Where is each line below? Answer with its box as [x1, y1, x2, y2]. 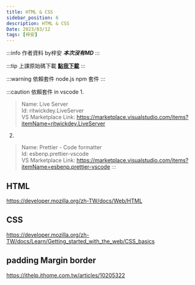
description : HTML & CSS [6, 20, 70, 26]
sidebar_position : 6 [6, 15, 59, 21]
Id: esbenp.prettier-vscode [21, 150, 89, 158]
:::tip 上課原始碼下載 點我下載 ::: [6, 62, 86, 70]
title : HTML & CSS [6, 9, 53, 15]
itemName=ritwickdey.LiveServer [21, 120, 106, 127]
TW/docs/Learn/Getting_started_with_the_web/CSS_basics [6, 237, 155, 245]
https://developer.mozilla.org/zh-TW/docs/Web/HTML [6, 197, 142, 204]
